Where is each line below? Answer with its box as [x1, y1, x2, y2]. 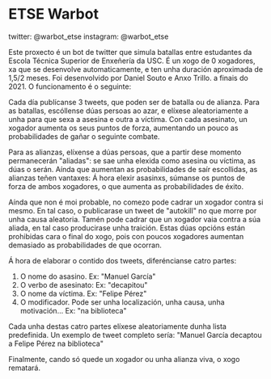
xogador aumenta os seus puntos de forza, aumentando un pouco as [8, 123, 239, 133]
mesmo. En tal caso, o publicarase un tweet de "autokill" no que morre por [8, 205, 257, 215]
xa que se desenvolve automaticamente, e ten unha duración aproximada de [8, 64, 264, 74]
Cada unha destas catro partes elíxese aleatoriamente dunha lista [8, 321, 227, 331]
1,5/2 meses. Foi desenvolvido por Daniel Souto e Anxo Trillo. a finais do [8, 73, 248, 82]
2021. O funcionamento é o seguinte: [8, 82, 132, 91]
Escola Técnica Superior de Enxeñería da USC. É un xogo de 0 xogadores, [8, 56, 256, 65]
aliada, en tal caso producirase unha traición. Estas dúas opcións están [8, 223, 245, 233]
